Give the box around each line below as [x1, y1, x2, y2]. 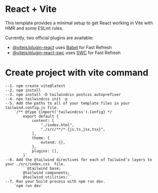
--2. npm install [5, 88, 41, 93]
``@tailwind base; [23, 166, 61, 171]
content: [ [31, 118, 55, 123]
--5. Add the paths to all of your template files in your [5, 101, 130, 106]
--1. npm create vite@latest [5, 83, 66, 88]
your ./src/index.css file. [5, 161, 66, 167]
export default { [23, 114, 59, 119]
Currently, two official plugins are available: [5, 35, 94, 41]
